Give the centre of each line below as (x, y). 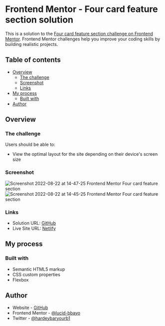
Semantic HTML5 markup (39, 269)
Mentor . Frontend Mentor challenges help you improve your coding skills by (83, 39)
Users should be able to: (30, 145)
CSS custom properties (36, 274)
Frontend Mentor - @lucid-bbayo (46, 313)
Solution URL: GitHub (34, 223)
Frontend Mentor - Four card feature (82, 9)
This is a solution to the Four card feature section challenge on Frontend (79, 33)
